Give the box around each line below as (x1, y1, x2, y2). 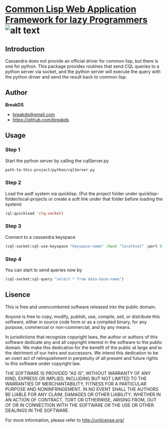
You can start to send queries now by (5, 267, 82, 273)
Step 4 (5, 255, 21, 262)
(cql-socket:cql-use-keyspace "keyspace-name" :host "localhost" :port (5, 244, 157, 249)
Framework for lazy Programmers (5, 14, 148, 26)
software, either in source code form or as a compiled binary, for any (5, 319, 147, 325)
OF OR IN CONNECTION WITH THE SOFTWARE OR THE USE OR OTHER (5, 402, 154, 408)
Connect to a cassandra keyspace (5, 234, 76, 240)
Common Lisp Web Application (5, 4, 136, 15)
